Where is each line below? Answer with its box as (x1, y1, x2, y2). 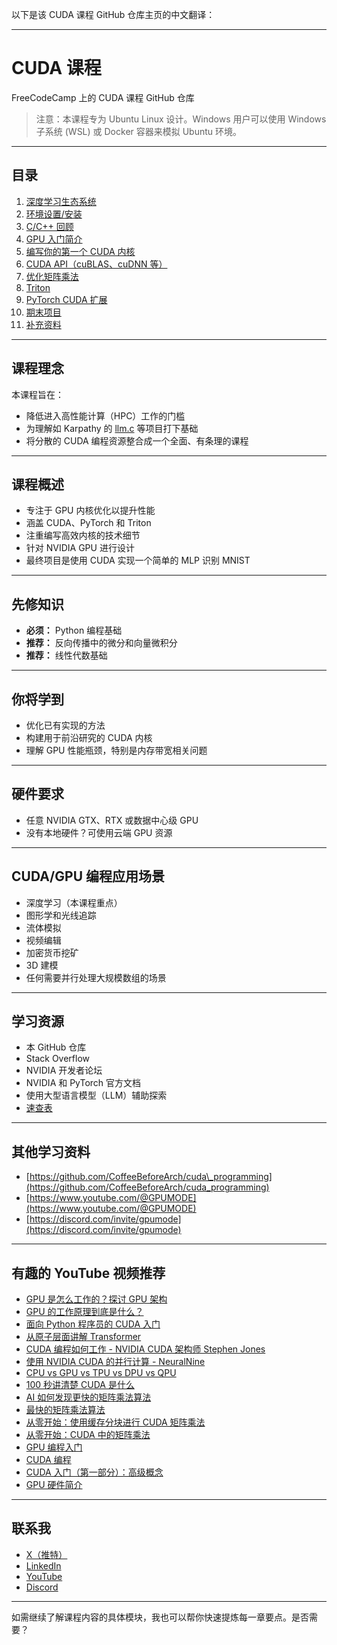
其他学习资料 (11, 1143, 91, 1160)
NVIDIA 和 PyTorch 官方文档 (25, 1077, 142, 1089)
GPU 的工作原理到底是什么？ (25, 1306, 144, 1318)
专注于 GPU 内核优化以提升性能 (25, 504, 156, 517)
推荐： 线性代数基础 (25, 649, 108, 662)
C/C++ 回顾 (25, 220, 74, 232)
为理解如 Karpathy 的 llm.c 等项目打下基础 (25, 422, 199, 434)
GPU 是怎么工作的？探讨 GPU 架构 (25, 1293, 168, 1305)
